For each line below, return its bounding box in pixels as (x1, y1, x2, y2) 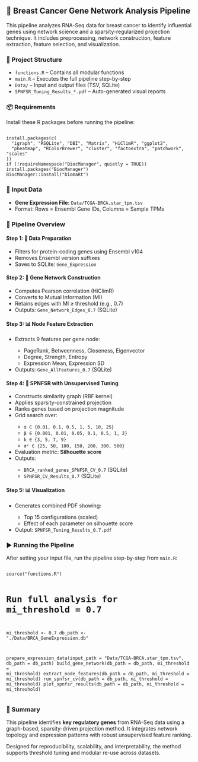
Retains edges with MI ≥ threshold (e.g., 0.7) (14, 300, 123, 307)
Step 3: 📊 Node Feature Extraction (6, 320, 94, 327)
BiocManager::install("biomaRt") (6, 172, 89, 178)
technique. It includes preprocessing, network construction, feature (6, 34, 171, 42)
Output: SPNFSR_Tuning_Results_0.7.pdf (14, 526, 112, 533)
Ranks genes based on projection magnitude (14, 405, 124, 412)
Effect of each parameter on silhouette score (23, 520, 133, 527)
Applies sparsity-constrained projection (14, 399, 111, 407)
